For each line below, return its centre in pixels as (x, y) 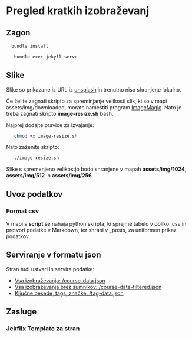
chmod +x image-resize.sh (46, 136)
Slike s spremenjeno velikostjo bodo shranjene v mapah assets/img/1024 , (96, 169)
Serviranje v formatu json (54, 255)
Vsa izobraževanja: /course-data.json (60, 280)
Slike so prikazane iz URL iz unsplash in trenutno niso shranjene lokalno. (94, 89)
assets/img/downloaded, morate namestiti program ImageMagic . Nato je (94, 107)
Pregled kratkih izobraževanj (78, 11)
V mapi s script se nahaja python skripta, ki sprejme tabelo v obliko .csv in (96, 224)
